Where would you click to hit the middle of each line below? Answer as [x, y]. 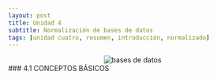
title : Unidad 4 [35, 23]
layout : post [30, 15]
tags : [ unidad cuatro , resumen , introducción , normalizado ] [109, 38]
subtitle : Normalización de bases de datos [81, 30]
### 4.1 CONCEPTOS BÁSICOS [59, 69]
